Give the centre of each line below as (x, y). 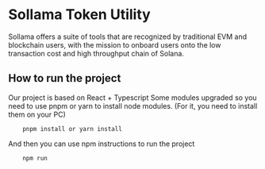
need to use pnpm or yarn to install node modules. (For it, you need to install (133, 106)
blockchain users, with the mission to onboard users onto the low (115, 44)
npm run (35, 158)
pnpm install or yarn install (73, 129)
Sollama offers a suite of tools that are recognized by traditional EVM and (128, 36)
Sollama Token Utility (79, 15)
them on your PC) (37, 114)
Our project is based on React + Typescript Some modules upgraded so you (132, 98)
